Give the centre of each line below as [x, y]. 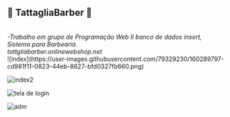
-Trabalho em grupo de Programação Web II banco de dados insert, [105, 37]
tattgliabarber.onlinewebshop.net [55, 51]
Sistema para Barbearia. [42, 44]
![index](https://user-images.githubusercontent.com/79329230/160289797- [116, 59]
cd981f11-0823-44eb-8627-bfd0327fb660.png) [76, 66]
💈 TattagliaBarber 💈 [50, 13]
